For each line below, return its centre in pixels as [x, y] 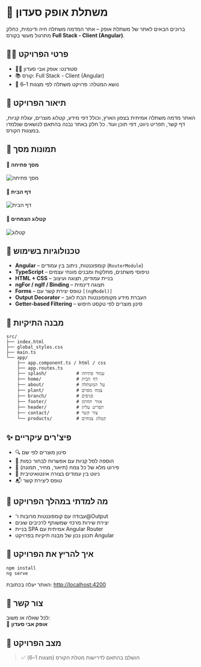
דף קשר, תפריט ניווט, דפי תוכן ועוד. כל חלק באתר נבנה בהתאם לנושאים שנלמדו [96, 124]
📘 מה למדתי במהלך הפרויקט [57, 502]
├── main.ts [21, 352]
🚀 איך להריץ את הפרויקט [50, 554]
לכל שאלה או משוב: [28, 618]
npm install [21, 568]
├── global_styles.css [35, 347]
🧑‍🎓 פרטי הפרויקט [37, 54]
